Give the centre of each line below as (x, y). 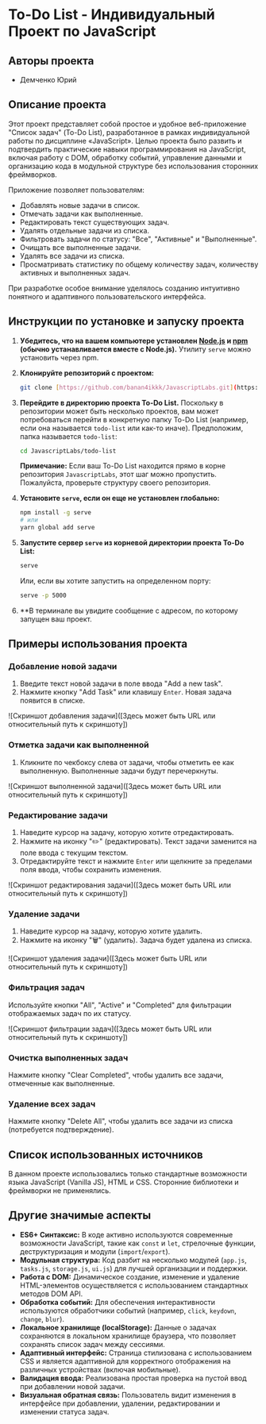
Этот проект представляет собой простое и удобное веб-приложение (127, 124)
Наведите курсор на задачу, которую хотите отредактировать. (127, 833)
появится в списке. (52, 701)
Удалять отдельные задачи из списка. (84, 230)
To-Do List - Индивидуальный (112, 15)
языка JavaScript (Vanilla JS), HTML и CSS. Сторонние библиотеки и (123, 1182)
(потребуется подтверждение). (61, 1130)
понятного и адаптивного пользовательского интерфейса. (107, 296)
